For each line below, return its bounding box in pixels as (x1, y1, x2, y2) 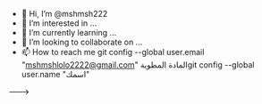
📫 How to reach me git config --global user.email (21, 47, 205, 57)
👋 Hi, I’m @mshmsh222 (21, 9, 108, 19)
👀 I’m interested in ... (21, 18, 97, 28)
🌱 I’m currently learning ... (21, 28, 117, 37)
